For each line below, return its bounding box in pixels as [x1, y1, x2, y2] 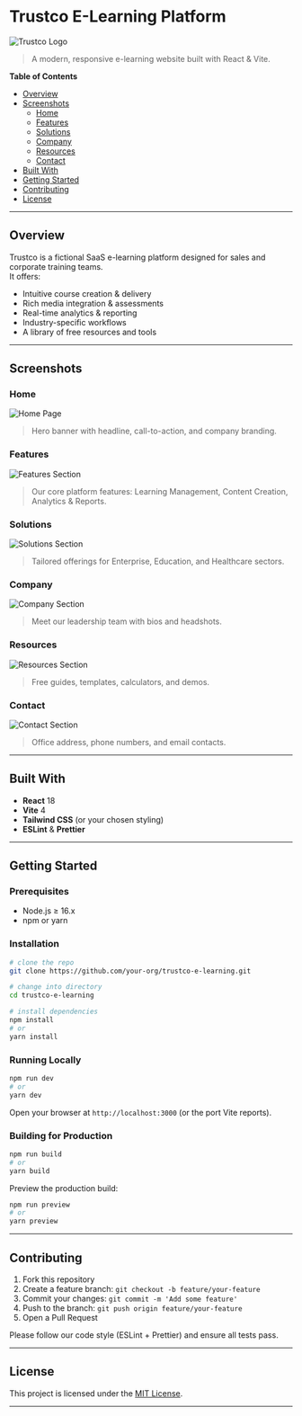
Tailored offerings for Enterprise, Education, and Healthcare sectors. [31, 556, 285, 567]
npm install [9, 1016, 54, 1025]
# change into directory [9, 983, 102, 992]
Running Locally [9, 1054, 82, 1066]
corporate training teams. [9, 261, 103, 272]
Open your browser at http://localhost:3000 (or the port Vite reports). [9, 1107, 272, 1118]
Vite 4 [22, 805, 47, 815]
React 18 [22, 795, 56, 806]
